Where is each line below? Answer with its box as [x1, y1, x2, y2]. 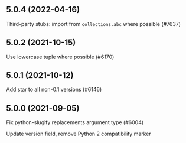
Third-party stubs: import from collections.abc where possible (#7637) [6, 20, 181, 27]
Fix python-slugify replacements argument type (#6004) [6, 119, 144, 126]
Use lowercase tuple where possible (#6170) [6, 53, 115, 60]
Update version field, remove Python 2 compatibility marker [6, 130, 152, 138]
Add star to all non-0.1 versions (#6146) [6, 86, 102, 93]
